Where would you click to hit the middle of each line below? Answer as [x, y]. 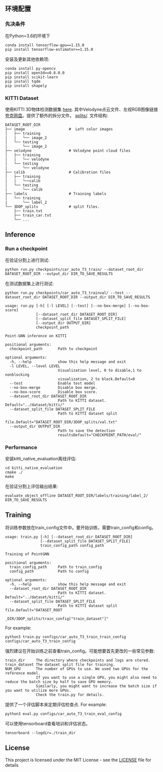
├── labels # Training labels [56, 193]
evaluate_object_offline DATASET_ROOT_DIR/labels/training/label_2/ [77, 496]
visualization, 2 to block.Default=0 [96, 379]
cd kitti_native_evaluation [34, 468]
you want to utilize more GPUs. [38, 690]
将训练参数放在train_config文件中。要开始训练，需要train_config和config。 [81, 527]
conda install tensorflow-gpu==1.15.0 [45, 45]
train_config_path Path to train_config [56, 567]
